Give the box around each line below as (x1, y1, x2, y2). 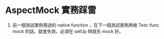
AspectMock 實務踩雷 (5, 4, 97, 16)
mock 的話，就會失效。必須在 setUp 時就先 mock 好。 (12, 28, 124, 34)
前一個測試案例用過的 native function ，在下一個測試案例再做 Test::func (12, 22, 160, 28)
